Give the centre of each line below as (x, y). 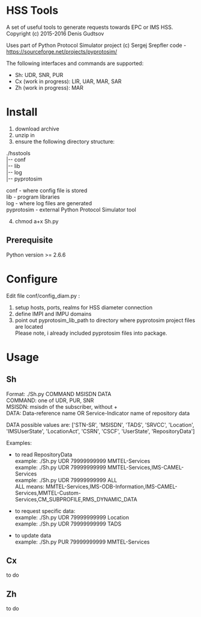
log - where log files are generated (49, 203)
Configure (32, 279)
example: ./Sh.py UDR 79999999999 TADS (68, 524)
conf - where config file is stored (47, 190)
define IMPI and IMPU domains (53, 314)
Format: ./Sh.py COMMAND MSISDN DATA (59, 394)
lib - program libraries (33, 197)
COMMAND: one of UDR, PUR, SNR (50, 400)
